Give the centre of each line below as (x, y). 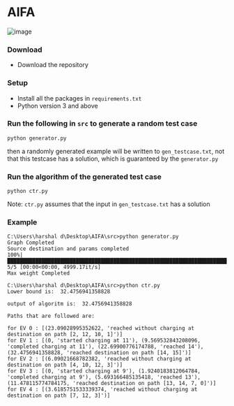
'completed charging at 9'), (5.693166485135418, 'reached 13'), (104, 377)
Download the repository (53, 65)
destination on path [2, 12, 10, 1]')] (65, 335)
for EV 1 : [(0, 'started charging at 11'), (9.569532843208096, (104, 341)
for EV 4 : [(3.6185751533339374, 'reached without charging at (102, 390)
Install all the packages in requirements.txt (79, 98)
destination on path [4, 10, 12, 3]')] (65, 365)
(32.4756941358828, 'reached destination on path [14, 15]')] (99, 353)
